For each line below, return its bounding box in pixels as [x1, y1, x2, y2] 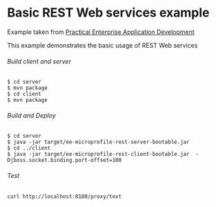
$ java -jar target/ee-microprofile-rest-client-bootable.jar [7, 151, 190, 158]
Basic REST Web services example [7, 5, 210, 21]
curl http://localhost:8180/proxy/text [7, 192, 122, 200]
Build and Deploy [7, 111, 57, 119]
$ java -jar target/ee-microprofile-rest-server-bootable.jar [7, 138, 190, 146]
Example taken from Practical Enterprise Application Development [7, 28, 195, 36]
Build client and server [7, 57, 71, 65]
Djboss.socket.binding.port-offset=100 [7, 157, 122, 164]
